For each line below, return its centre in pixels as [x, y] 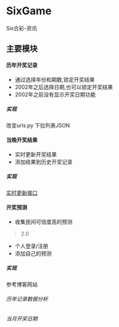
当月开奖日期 [22, 319]
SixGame [29, 11]
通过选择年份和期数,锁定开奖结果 [55, 79]
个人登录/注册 [32, 246]
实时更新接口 [22, 192]
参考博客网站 [22, 284]
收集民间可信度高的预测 [43, 222]
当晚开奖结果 [22, 140]
